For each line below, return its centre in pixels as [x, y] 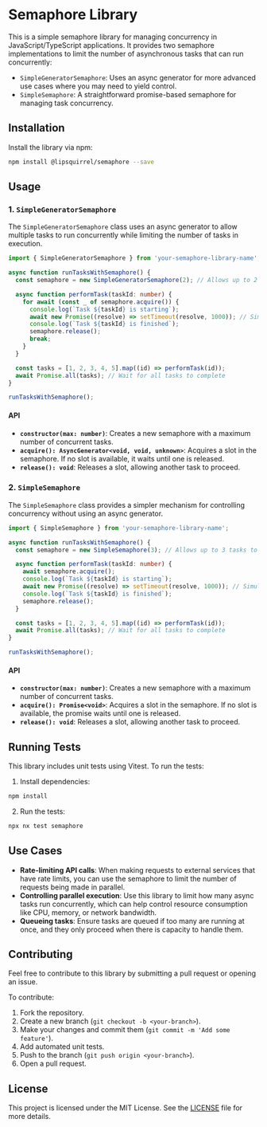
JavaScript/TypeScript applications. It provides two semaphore [111, 45]
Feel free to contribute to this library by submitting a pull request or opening [132, 973]
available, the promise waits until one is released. [100, 713]
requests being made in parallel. [72, 887]
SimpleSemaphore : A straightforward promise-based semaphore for [128, 94]
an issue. [23, 982]
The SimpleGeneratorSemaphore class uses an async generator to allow [123, 227]
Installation [37, 128]
